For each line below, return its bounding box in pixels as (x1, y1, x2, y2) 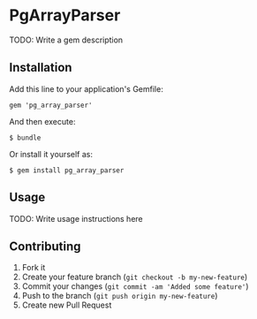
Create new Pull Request (21, 300, 112, 310)
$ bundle (9, 133, 42, 142)
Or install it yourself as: (9, 148, 93, 159)
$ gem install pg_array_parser (9, 165, 125, 175)
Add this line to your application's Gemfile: (9, 83, 163, 94)
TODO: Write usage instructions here (9, 213, 143, 224)
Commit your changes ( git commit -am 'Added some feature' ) (21, 281, 249, 292)
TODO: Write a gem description (9, 34, 124, 45)
